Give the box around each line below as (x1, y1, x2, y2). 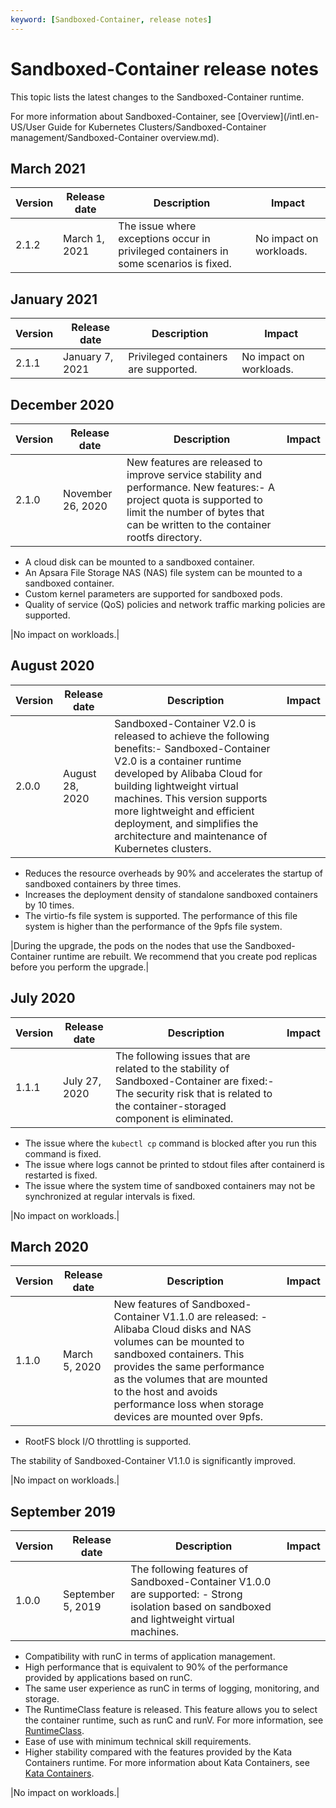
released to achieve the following (114, 729, 270, 743)
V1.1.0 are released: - (162, 1310, 268, 1324)
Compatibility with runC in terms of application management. (24, 1651, 276, 1663)
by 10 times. (24, 899, 75, 911)
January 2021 (10, 291, 98, 308)
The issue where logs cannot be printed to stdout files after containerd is (24, 1158, 325, 1170)
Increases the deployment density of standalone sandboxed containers (24, 888, 318, 900)
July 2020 (10, 990, 76, 1007)
